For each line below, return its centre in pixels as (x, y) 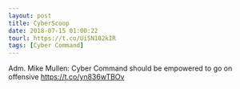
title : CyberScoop (39, 23)
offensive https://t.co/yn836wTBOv (66, 77)
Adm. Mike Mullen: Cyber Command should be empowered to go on (120, 68)
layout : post (30, 16)
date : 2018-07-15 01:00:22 (53, 30)
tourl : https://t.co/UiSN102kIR (62, 38)
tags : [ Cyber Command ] (46, 46)
